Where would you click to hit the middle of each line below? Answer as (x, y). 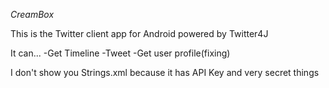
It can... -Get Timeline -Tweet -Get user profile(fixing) (120, 53)
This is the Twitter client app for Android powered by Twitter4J (139, 33)
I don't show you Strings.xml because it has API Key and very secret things (165, 72)
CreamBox (32, 14)
